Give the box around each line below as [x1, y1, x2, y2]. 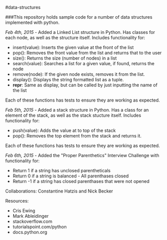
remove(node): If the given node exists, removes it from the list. [12, 71, 145, 77]
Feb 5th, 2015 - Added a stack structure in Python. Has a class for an [5, 107, 149, 113]
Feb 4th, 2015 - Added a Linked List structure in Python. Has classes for [5, 29, 155, 35]
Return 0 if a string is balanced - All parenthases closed [12, 173, 129, 179]
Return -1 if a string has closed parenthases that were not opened [12, 178, 150, 184]
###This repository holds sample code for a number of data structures [5, 14, 153, 20]
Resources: [5, 198, 29, 204]
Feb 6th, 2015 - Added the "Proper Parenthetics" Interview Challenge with [5, 153, 159, 158]
